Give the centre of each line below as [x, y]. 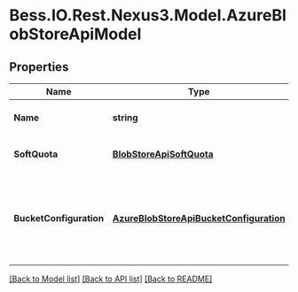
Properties [39, 67]
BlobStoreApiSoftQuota [163, 154]
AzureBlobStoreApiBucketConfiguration [199, 218]
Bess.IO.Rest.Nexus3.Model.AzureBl [148, 15]
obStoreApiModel [75, 34]
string [125, 118]
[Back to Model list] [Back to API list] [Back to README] [111, 279]
